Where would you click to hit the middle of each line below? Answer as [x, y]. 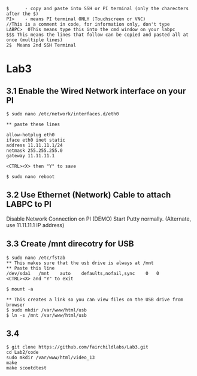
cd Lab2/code [22, 353]
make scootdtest [26, 368]
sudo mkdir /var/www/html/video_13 [51, 358]
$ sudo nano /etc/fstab [36, 258]
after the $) [22, 14]
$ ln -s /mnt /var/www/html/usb [46, 315]
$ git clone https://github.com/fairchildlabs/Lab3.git [77, 347]
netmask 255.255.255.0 [34, 151]
